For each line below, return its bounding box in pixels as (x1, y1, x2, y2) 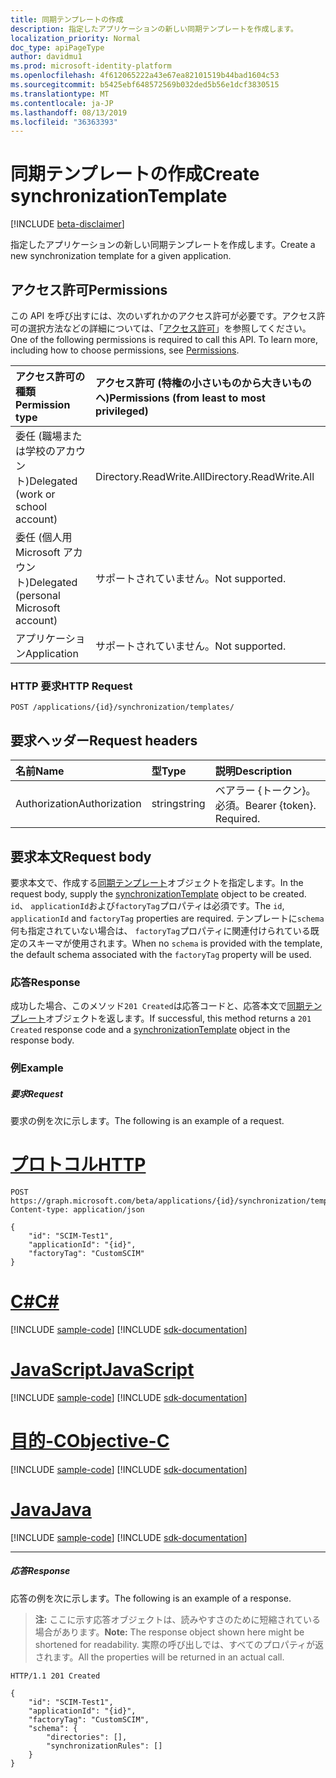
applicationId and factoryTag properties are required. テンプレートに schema (10, 912, 325, 924)
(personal (15, 589, 61, 602)
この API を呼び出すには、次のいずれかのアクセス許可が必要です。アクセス (10, 310, 317, 321)
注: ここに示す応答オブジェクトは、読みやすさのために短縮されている (34, 1613, 321, 1625)
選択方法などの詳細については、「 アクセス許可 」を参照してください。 (27, 322, 312, 334)
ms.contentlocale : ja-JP (10, 98, 114, 108)
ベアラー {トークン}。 (214, 784, 317, 798)
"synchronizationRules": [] (46, 1741, 163, 1751)
